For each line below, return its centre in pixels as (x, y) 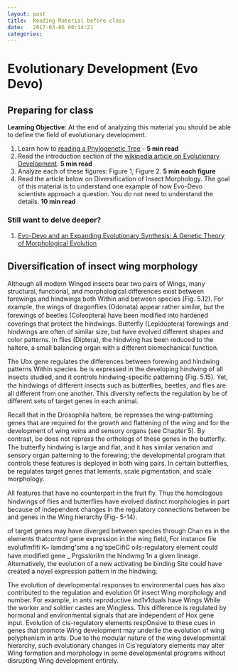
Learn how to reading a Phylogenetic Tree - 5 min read (98, 149)
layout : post (27, 14)
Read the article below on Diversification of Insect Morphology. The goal (124, 179)
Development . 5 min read (55, 164)
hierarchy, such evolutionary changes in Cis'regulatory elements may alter (116, 646)
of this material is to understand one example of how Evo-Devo (110, 186)
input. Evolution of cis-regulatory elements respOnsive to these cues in (111, 623)
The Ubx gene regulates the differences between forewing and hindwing (114, 362)
